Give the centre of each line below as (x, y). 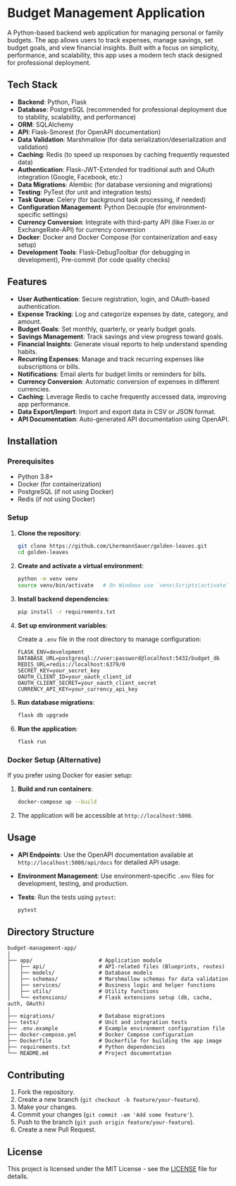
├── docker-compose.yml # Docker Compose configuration (100, 1035)
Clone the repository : (49, 533)
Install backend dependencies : (64, 599)
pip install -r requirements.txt (67, 612)
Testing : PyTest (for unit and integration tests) (85, 192)
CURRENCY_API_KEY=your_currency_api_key (77, 689)
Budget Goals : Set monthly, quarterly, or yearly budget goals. (107, 329)
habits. (27, 351)
